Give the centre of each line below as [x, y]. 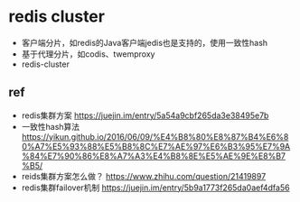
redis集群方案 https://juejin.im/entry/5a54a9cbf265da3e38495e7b [145, 115]
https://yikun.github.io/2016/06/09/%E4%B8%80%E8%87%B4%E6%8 [155, 136]
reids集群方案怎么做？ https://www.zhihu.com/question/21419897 [144, 176]
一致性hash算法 [51, 126]
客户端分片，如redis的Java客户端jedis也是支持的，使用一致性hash [145, 42]
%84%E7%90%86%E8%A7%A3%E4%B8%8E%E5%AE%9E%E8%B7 [154, 156]
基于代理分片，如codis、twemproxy [88, 54]
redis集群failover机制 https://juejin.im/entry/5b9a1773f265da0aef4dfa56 [155, 188]
